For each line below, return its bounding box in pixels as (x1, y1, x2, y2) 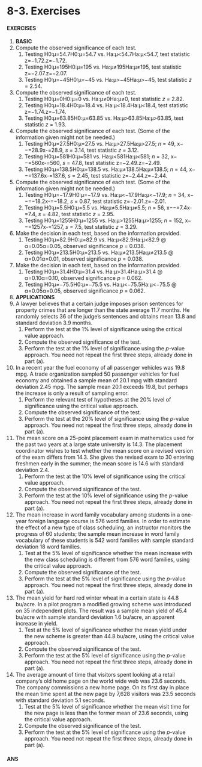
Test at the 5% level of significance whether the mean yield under (24, 626, 188, 633)
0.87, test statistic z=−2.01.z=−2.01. (79, 197, 167, 205)
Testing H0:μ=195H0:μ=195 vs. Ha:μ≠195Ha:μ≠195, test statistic (24, 63, 182, 70)
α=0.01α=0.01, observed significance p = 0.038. (24, 255, 144, 262)
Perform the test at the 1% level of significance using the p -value (24, 345, 185, 352)
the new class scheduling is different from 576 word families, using (24, 556, 190, 564)
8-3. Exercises (7, 4, 80, 18)
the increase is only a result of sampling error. (15, 390, 129, 397)
